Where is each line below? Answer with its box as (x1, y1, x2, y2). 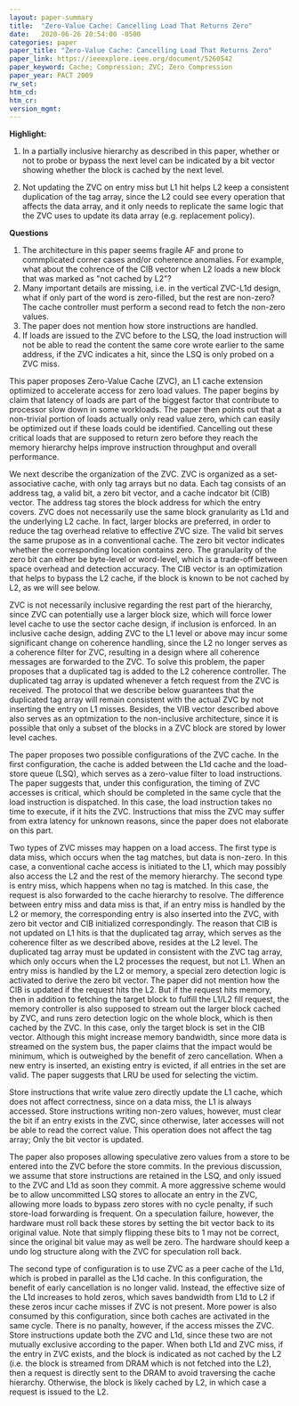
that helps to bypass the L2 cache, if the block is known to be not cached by (9, 573, 289, 584)
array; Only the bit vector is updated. (9, 1134, 144, 1145)
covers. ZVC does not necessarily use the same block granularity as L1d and (9, 507, 289, 518)
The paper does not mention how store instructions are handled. (21, 321, 259, 331)
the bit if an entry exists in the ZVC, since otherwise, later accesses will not (9, 1116, 285, 1126)
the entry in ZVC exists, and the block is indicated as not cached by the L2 (9, 1349, 282, 1360)
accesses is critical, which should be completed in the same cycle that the (9, 788, 282, 798)
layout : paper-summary (9, 12, 93, 22)
